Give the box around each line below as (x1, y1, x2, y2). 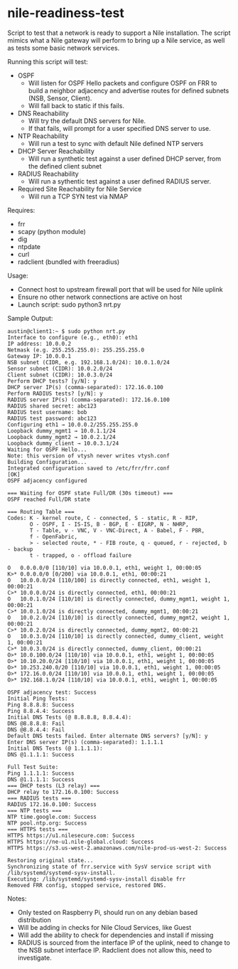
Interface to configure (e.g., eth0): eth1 (7, 334, 139, 341)
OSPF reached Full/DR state (7, 496, 91, 503)
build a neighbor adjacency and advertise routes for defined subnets (28, 86, 229, 95)
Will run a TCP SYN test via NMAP (28, 192, 129, 201)
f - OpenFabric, (29, 533, 78, 540)
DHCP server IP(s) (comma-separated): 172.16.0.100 (7, 383, 163, 391)
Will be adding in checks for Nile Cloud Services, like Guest (17, 923, 192, 931)
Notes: (7, 894, 27, 903)
